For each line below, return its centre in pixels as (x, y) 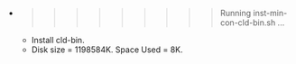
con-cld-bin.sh (248, 23)
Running (236, 13)
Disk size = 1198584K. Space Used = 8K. (107, 50)
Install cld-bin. (58, 40)
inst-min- (270, 13)
